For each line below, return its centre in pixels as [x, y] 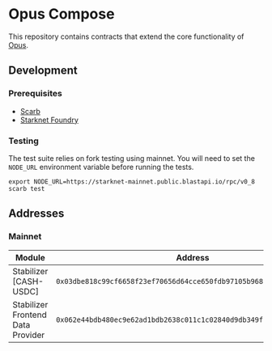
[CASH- [28, 281]
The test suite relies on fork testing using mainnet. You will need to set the [132, 158]
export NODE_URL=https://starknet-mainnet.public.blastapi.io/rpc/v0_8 [132, 182]
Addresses [36, 214]
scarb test [27, 188]
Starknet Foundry [49, 120]
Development [43, 71]
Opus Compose [62, 14]
